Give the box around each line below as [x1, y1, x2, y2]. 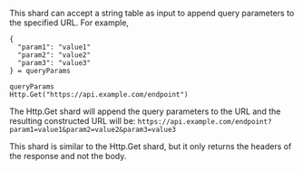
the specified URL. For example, [9, 17, 130, 28]
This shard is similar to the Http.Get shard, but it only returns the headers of [9, 141, 292, 152]
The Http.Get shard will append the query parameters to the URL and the [9, 106, 281, 117]
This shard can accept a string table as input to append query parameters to [9, 8, 295, 18]
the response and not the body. [9, 151, 127, 161]
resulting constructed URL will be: [9, 116, 136, 126]
